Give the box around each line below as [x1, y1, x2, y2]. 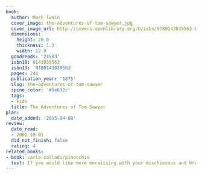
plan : [5, 109, 19, 115]
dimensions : [11, 31, 42, 37]
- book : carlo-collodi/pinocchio [5, 154, 90, 160]
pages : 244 [11, 70, 39, 76]
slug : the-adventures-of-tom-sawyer [11, 82, 103, 88]
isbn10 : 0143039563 [11, 59, 60, 65]
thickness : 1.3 [16, 43, 55, 49]
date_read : [11, 126, 39, 132]
